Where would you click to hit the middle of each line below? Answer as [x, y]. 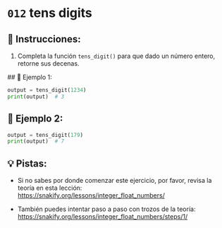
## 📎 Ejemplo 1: [30, 77]
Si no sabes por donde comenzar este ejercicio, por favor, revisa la [115, 181]
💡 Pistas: [27, 163]
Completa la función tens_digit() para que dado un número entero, [116, 56]
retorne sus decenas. [48, 64]
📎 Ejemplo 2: [35, 119]
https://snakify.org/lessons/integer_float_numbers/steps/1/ [103, 217]
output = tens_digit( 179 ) [45, 135]
